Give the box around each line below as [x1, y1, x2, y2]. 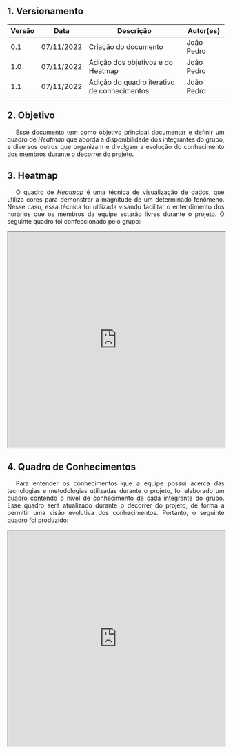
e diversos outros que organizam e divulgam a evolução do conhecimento [7, 142, 225, 151]
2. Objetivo [7, 110, 55, 122]
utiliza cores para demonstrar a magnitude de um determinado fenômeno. [7, 195, 225, 204]
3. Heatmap [7, 170, 59, 182]
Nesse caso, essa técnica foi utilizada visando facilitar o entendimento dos [7, 203, 225, 211]
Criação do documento [88, 41, 163, 51]
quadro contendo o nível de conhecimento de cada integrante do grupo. [7, 494, 225, 503]
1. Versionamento [7, 6, 84, 17]
